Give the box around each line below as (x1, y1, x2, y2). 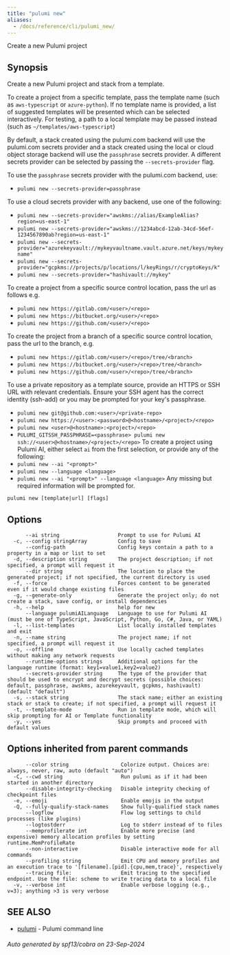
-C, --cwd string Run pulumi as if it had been (13, 773, 207, 780)
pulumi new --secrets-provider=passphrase (16, 186, 141, 193)
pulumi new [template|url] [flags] (7, 495, 109, 502)
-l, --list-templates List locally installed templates (13, 622, 216, 629)
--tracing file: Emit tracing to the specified (25, 869, 211, 877)
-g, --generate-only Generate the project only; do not (13, 592, 220, 599)
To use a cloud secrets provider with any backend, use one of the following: (7, 197, 222, 206)
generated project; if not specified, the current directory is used (7, 574, 211, 581)
